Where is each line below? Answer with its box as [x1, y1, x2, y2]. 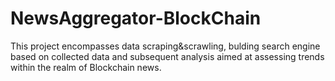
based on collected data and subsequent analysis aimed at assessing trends [10, 50, 325, 62]
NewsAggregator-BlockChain [10, 7, 262, 30]
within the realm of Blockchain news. [10, 61, 162, 73]
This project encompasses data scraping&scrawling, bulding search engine [10, 40, 321, 52]
